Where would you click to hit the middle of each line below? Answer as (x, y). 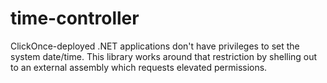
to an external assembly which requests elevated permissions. (139, 67)
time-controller (75, 18)
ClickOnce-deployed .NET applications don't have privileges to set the (155, 46)
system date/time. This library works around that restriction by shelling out (164, 56)
